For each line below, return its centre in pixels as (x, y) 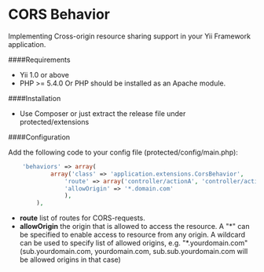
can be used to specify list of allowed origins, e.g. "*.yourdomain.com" (134, 243)
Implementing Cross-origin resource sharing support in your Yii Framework (130, 36)
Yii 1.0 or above (44, 74)
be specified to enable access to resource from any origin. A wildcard (132, 235)
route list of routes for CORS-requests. (82, 218)
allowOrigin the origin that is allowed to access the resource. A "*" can (134, 227)
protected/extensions (54, 121)
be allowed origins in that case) (70, 259)
